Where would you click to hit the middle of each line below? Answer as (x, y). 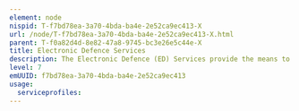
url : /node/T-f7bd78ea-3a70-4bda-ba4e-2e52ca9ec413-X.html (122, 34)
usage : (21, 84)
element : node (36, 17)
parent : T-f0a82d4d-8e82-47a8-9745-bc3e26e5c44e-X (106, 43)
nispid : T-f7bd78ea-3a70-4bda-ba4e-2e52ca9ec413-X (106, 26)
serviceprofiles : (50, 92)
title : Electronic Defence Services (77, 51)
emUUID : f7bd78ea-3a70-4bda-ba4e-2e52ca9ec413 (98, 76)
